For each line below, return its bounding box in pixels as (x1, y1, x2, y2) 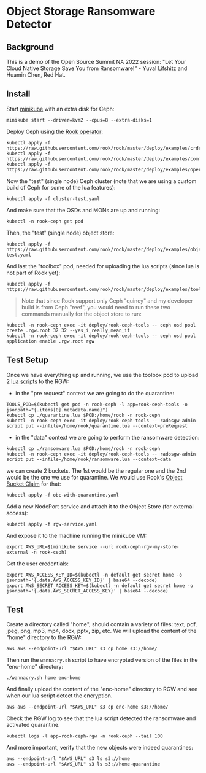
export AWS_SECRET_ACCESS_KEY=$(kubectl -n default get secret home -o (6, 582, 193, 589)
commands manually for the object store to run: (21, 310, 142, 317)
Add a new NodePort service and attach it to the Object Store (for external (6, 502, 194, 510)
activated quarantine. (6, 721, 60, 729)
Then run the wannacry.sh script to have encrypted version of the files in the (6, 656, 198, 664)
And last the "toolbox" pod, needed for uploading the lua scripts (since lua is (6, 262, 200, 270)
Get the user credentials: (6, 560, 69, 567)
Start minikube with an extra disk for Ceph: (6, 105, 115, 112)
